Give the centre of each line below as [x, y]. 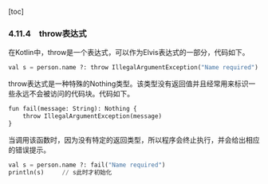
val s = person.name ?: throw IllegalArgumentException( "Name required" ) [134, 68]
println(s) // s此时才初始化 [60, 172]
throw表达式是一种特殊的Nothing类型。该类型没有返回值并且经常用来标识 [128, 84]
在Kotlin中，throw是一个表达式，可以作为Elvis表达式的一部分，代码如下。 [129, 53]
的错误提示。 [29, 150]
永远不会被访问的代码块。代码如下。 [74, 94]
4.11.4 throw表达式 [47, 33]
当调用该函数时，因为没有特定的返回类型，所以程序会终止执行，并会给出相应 [134, 139]
